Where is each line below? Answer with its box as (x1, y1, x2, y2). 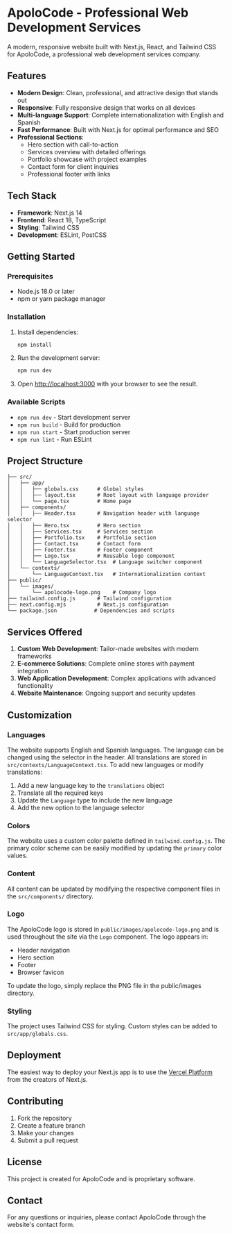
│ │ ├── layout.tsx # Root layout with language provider (7, 492, 209, 499)
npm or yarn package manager (17, 295, 106, 303)
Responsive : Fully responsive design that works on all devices (17, 103, 196, 112)
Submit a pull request (17, 1136, 78, 1144)
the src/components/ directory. (7, 891, 94, 900)
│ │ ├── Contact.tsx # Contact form (7, 541, 141, 548)
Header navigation (17, 946, 71, 954)
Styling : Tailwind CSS (17, 223, 80, 231)
